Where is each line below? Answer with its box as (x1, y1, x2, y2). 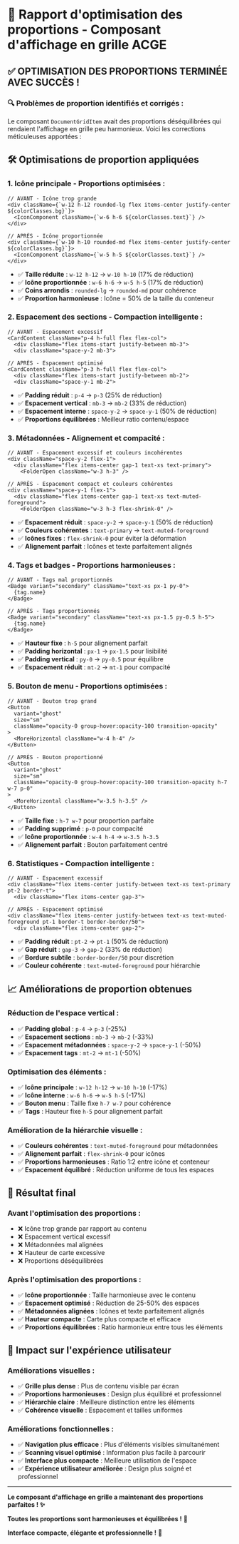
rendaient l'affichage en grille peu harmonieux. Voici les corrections (7, 124, 206, 133)
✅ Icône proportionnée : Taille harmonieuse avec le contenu (17, 1291, 196, 1299)
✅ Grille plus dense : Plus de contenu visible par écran (17, 1382, 179, 1390)
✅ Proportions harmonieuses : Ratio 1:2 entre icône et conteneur (17, 1157, 210, 1166)
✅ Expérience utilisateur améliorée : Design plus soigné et (17, 1464, 192, 1473)
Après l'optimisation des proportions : (7, 1274, 142, 1284)
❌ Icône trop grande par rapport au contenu (17, 1224, 147, 1233)
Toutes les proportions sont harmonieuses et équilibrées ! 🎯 (7, 1515, 188, 1523)
